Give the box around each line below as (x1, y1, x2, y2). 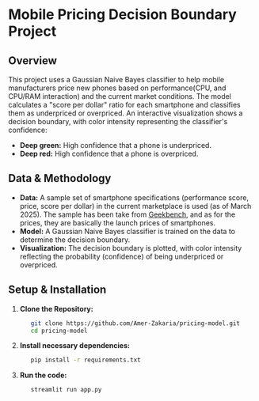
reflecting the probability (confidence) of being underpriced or (19, 252, 224, 261)
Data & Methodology (8, 172, 112, 185)
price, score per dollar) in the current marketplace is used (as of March (19, 201, 252, 210)
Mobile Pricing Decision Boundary (8, 6, 238, 24)
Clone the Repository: (19, 304, 93, 313)
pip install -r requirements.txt (30, 356, 141, 365)
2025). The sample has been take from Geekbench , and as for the (19, 210, 236, 219)
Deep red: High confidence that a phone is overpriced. (19, 149, 199, 158)
